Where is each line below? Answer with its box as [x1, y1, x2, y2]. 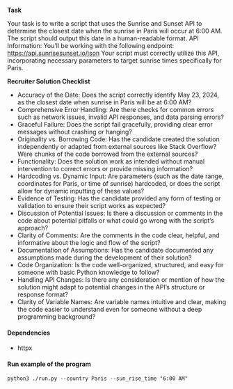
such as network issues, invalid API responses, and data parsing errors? [17, 113, 225, 121]
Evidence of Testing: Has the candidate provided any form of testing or [17, 194, 221, 203]
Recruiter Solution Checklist [7, 77, 90, 86]
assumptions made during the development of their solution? [17, 253, 192, 262]
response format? [17, 290, 68, 299]
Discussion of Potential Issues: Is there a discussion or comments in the [17, 209, 223, 217]
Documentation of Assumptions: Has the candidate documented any [17, 246, 214, 254]
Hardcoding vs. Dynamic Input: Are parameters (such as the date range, [17, 172, 224, 180]
